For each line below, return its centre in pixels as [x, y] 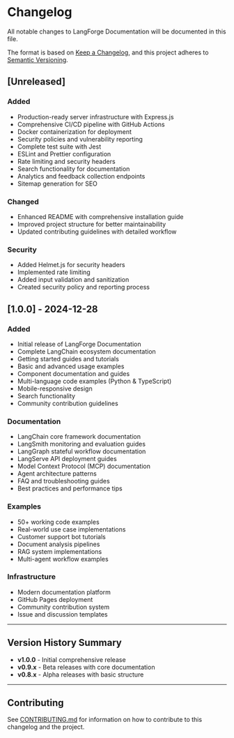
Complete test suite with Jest [59, 146]
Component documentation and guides [73, 373]
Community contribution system [63, 607]
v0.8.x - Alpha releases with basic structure [80, 675]
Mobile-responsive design [55, 389]
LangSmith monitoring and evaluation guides [81, 444]
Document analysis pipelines [58, 544]
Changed [23, 202]
